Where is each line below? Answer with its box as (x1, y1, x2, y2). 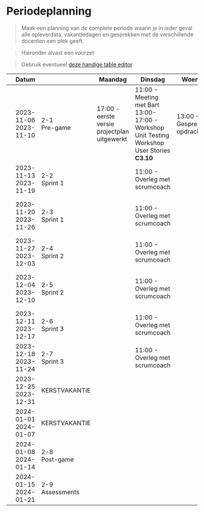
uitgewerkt (97, 135, 127, 143)
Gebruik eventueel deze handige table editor (21, 61, 132, 68)
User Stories (134, 146, 171, 154)
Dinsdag (140, 75, 165, 83)
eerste (97, 112, 115, 120)
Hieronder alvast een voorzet (21, 49, 94, 56)
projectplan (97, 127, 129, 135)
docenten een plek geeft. (21, 37, 84, 44)
